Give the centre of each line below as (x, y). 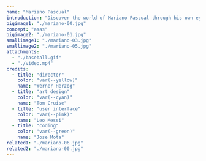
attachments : (23, 52)
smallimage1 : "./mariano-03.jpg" (49, 40)
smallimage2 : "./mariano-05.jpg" (49, 47)
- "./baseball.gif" (37, 58)
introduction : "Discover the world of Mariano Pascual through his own (100, 18)
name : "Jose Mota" (41, 137)
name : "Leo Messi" (41, 120)
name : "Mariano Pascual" (38, 12)
